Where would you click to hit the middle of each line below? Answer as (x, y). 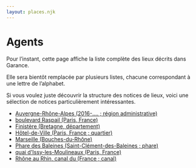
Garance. (18, 65)
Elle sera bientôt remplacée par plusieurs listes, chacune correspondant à (98, 77)
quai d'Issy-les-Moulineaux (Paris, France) (68, 152)
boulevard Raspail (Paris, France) (56, 119)
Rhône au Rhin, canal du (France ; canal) (66, 158)
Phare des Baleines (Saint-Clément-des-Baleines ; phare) (87, 146)
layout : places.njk (31, 12)
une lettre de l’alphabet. (36, 83)
